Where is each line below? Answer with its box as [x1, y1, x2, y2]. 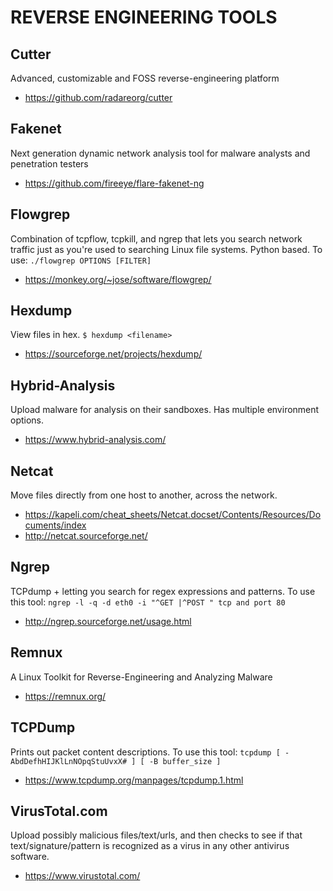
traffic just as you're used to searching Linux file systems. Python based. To [10, 243, 323, 255]
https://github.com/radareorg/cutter [24, 92, 173, 103]
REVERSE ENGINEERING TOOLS [10, 6, 278, 29]
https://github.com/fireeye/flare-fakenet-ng [24, 177, 205, 189]
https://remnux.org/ [24, 690, 107, 702]
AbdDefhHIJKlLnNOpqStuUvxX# [10, 756, 128, 766]
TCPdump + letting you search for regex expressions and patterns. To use [10, 585, 316, 597]
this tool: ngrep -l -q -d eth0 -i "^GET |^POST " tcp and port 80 [10, 596, 286, 608]
